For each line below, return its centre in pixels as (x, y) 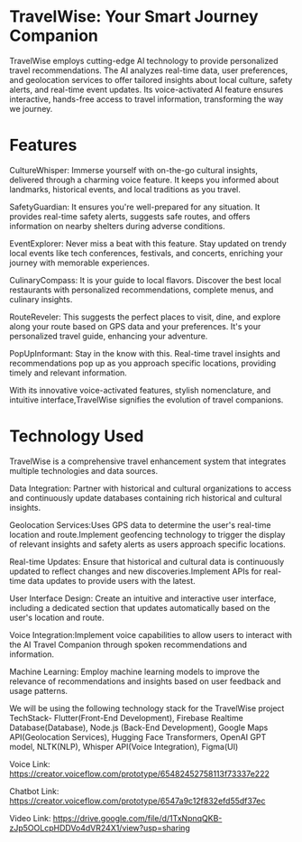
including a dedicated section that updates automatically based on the (140, 607)
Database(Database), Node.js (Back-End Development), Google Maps (139, 727)
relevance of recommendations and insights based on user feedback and (145, 681)
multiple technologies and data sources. (84, 470)
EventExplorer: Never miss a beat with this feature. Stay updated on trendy (148, 243)
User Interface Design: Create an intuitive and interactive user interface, (143, 598)
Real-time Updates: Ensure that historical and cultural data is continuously (147, 561)
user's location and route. (57, 617)
